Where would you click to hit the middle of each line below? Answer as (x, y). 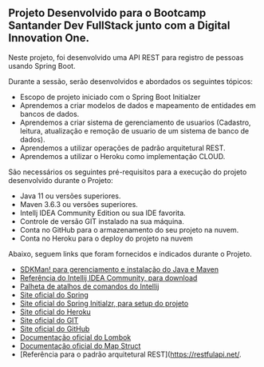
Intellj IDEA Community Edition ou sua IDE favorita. (102, 213)
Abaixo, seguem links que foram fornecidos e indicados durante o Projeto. (130, 253)
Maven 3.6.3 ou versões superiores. (79, 204)
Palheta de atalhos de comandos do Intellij (89, 286)
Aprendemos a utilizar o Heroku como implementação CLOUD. (122, 156)
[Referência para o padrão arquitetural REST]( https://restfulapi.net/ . (130, 354)
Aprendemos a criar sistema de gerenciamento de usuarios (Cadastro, (135, 122)
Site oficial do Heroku (55, 312)
